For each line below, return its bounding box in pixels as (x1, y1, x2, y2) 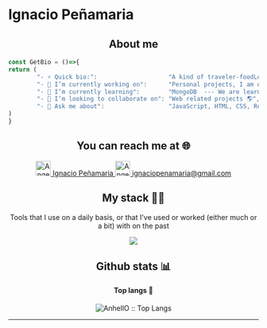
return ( (8, 65, 37, 73)
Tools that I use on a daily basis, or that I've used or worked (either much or (10, 212, 257, 222)
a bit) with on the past (98, 221, 169, 230)
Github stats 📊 (95, 260, 172, 273)
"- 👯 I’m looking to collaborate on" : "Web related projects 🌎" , (37, 95, 260, 103)
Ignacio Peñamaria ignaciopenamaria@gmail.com (52, 168, 232, 178)
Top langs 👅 (114, 286, 153, 295)
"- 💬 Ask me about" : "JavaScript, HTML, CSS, (37, 102, 250, 110)
